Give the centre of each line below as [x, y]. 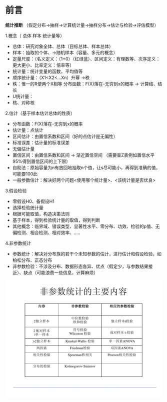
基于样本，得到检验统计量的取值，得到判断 [56, 220]
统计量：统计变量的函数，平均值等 [47, 71]
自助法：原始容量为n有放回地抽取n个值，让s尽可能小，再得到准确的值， [86, 167]
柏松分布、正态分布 [32, 260]
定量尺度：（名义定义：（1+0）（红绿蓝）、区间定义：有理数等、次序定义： [86, 58]
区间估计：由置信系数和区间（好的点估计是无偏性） [65, 136]
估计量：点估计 [28, 130]
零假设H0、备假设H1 [33, 201]
